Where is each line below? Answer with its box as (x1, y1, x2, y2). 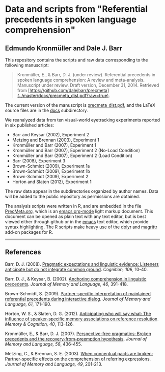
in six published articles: (5, 122, 54, 128)
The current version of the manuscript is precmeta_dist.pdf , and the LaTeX (5, 102, 156, 108)
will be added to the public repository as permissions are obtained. (5, 193, 140, 199)
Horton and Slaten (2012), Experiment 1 (12, 179, 92, 185)
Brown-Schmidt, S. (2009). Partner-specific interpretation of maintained (5, 290, 151, 296)
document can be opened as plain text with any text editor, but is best (5, 214, 146, 219)
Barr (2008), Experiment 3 (12, 158, 66, 163)
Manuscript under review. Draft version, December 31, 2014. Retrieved (17, 82, 160, 88)
